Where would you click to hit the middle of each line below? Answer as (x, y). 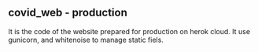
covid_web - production (68, 13)
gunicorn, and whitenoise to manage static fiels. (86, 40)
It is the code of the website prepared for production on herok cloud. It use (129, 31)
